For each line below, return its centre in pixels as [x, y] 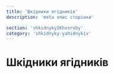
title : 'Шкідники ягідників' [42, 12]
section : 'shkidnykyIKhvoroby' [45, 28]
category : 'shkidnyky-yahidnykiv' [49, 33]
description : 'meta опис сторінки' [50, 17]
